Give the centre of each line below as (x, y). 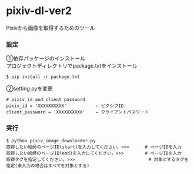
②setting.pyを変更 (29, 89)
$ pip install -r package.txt (43, 77)
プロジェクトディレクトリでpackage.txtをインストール (72, 66)
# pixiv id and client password (46, 100)
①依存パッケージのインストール (46, 58)
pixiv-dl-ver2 (39, 11)
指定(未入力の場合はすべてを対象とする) (48, 166)
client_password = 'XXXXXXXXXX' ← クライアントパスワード (78, 112)
